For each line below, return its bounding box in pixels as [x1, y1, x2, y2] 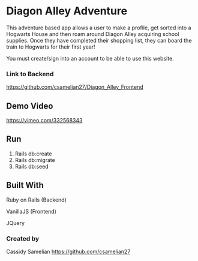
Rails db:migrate [14, 156, 55, 163]
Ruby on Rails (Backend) [6, 196, 67, 203]
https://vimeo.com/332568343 [6, 117, 83, 124]
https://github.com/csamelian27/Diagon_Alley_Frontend [6, 83, 143, 91]
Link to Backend [6, 70, 54, 78]
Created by [6, 234, 40, 242]
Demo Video [6, 101, 53, 111]
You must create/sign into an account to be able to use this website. [6, 55, 174, 62]
